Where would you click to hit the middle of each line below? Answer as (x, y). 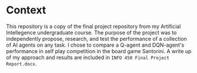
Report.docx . (21, 63)
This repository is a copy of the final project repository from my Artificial (94, 26)
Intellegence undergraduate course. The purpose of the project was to (91, 32)
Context (26, 10)
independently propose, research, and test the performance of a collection (96, 39)
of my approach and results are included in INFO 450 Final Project (88, 57)
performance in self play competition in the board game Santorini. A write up (99, 51)
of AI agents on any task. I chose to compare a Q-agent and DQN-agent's (95, 45)
